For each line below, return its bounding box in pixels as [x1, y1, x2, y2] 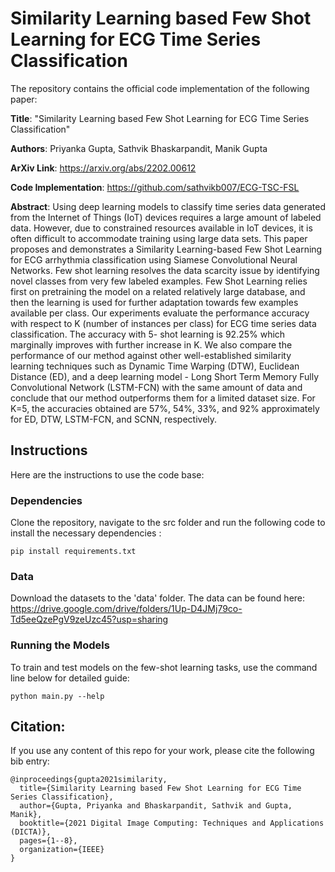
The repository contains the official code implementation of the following [10, 82, 310, 94]
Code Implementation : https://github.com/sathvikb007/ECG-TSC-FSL [10, 181, 300, 193]
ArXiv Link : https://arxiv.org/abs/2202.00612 [10, 162, 197, 174]
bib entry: [10, 755, 50, 767]
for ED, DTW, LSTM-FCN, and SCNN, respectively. [10, 413, 218, 425]
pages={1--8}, [19, 836, 78, 846]
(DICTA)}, [10, 827, 52, 837]
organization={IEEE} [19, 845, 105, 855]
